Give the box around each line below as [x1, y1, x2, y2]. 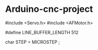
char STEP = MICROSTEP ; [5, 39, 60, 45]
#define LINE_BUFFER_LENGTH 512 [5, 29, 79, 35]
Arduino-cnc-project [5, 3, 94, 15]
